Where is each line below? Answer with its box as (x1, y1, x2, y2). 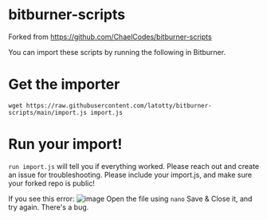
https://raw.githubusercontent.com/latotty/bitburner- (26, 101, 213, 109)
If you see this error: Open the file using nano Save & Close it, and (8, 194, 253, 203)
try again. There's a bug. (8, 202, 89, 212)
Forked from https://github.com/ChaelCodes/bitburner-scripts (8, 32, 213, 41)
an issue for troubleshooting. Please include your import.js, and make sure (8, 170, 253, 179)
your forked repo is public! (8, 178, 96, 188)
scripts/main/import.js (8, 108, 88, 116)
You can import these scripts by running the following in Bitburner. (8, 47, 226, 57)
